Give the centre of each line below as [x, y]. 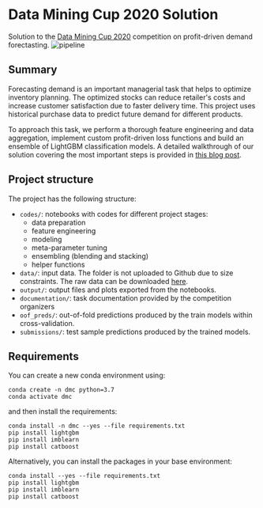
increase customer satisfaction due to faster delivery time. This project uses [132, 105]
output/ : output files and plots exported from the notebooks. [118, 290]
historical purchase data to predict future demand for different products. [126, 114]
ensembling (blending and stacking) [90, 256]
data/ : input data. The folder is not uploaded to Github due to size [126, 273]
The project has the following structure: [72, 199]
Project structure [51, 180]
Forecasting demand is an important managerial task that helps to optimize [130, 89]
